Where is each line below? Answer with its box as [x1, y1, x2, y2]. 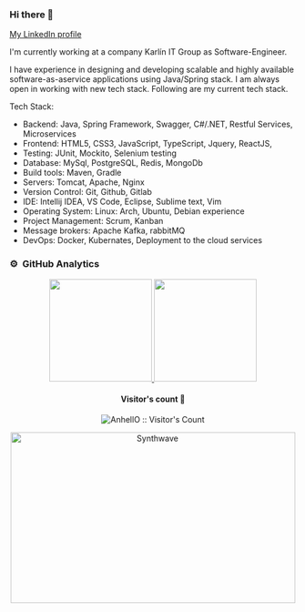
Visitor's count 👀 [120, 393, 186, 404]
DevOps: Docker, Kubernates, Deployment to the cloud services [22, 235, 262, 246]
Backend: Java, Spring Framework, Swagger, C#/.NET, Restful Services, [22, 118, 293, 130]
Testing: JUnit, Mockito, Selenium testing [22, 148, 178, 158]
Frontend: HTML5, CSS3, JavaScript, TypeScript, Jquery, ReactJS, [22, 138, 273, 149]
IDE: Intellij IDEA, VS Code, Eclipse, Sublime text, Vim [22, 196, 222, 208]
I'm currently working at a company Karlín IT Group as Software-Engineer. [9, 46, 288, 57]
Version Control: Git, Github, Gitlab [22, 187, 152, 198]
